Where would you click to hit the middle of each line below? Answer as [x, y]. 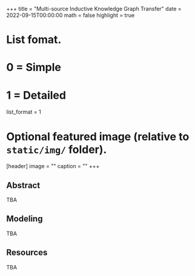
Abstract [23, 185]
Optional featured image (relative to [98, 136]
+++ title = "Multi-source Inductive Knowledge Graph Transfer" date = [94, 9]
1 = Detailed [36, 95]
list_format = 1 [24, 112]
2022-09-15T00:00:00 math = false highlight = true [71, 15]
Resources [27, 253]
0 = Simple [34, 68]
